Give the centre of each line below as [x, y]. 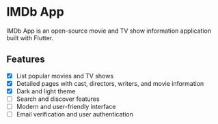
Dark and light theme [46, 91]
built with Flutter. [30, 37]
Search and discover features [58, 99]
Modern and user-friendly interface [66, 107]
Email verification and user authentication [75, 114]
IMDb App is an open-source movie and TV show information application [109, 31]
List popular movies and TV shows [65, 76]
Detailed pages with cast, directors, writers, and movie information [110, 83]
